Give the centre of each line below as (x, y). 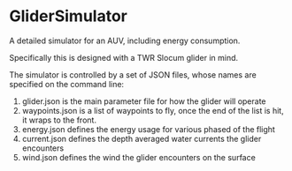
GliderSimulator (69, 16)
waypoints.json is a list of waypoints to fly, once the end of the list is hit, (153, 110)
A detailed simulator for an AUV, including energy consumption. (125, 41)
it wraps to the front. (59, 120)
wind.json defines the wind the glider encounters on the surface (139, 157)
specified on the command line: (67, 84)
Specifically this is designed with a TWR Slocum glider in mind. (124, 57)
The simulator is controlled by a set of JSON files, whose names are (133, 74)
